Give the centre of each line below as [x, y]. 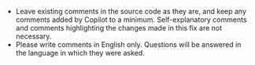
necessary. [33, 36]
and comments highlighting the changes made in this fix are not [119, 28]
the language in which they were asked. [80, 53]
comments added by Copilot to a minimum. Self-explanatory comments [131, 20]
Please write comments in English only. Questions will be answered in [128, 45]
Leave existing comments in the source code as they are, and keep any [131, 11]
